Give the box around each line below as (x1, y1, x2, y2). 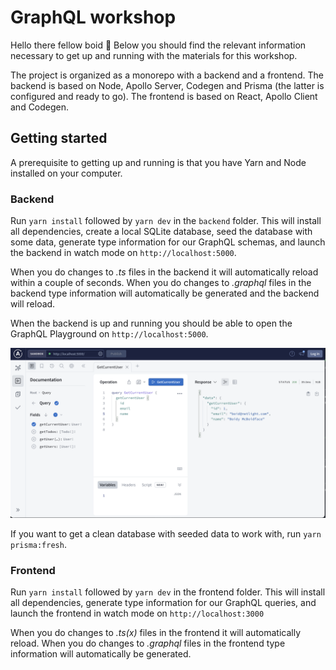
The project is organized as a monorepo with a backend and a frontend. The (10, 69, 324, 81)
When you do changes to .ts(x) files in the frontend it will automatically (10, 627, 302, 639)
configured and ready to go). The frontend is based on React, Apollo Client (10, 90, 318, 102)
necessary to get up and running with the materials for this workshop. (10, 49, 298, 61)
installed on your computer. (10, 167, 123, 179)
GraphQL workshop (10, 6, 177, 29)
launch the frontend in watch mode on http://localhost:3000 (10, 607, 265, 620)
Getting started (10, 130, 108, 147)
